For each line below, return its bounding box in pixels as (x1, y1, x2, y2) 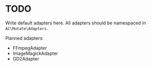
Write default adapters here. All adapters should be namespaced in (5, 20, 146, 26)
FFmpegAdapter (12, 45, 47, 51)
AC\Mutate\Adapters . (5, 25, 48, 31)
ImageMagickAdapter (12, 50, 59, 56)
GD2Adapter (12, 55, 39, 61)
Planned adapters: (5, 35, 44, 41)
